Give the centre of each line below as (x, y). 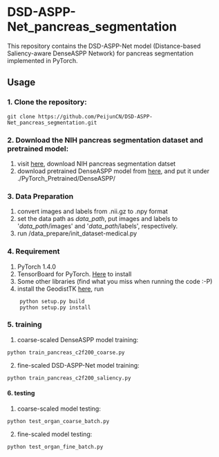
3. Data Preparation (40, 196)
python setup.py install (55, 307)
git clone (21, 116)
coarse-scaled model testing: (59, 409)
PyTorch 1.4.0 (37, 267)
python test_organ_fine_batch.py (55, 447)
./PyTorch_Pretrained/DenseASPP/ (66, 178)
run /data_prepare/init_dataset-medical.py (77, 233)
